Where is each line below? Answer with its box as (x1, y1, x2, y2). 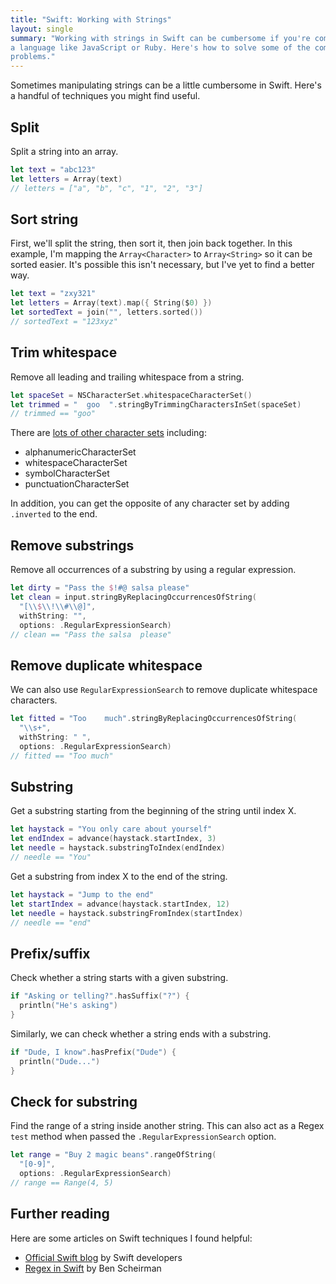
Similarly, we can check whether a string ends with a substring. (10, 1027, 272, 1040)
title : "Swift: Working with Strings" (10, 14, 172, 25)
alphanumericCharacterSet (24, 446, 137, 458)
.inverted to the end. (10, 508, 98, 520)
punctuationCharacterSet (24, 478, 130, 490)
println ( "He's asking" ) (19, 1001, 118, 1011)
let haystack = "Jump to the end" (10, 889, 155, 900)
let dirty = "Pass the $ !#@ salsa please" (10, 583, 190, 593)
